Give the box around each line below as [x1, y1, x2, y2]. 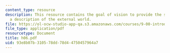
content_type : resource [5, 7, 56, 13]
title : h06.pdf [5, 36, 37, 41]
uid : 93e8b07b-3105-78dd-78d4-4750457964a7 [5, 40, 99, 45]
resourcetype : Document [5, 31, 56, 36]
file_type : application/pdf [5, 26, 65, 31]
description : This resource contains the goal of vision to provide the [5, 12, 162, 17]
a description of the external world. [10, 17, 92, 22]
